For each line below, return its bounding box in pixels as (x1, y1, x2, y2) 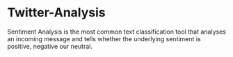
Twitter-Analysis (7, 5, 106, 21)
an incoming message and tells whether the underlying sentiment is (7, 34, 201, 43)
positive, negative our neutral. (7, 42, 93, 50)
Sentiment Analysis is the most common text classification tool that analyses (7, 27, 226, 36)
